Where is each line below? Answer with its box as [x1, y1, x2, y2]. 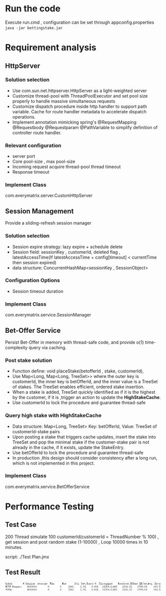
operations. [12, 114, 36, 120]
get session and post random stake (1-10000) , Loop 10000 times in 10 [5, 539, 148, 545]
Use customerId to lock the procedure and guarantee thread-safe [12, 400, 146, 406]
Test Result [5, 568, 41, 577]
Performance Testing [5, 501, 94, 512]
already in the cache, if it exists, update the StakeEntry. [12, 444, 124, 450]
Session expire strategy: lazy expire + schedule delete [12, 243, 123, 250]
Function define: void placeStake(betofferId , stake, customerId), [12, 368, 144, 374]
